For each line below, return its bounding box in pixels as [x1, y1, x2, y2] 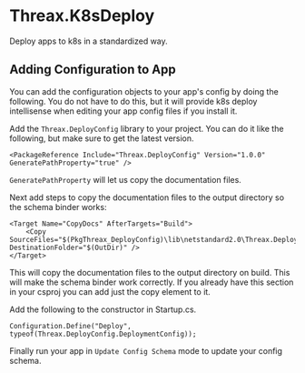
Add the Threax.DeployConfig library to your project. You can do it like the [9, 123, 284, 134]
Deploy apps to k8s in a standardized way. [9, 35, 168, 46]
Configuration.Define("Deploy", [9, 321, 132, 330]
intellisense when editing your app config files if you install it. [9, 106, 238, 116]
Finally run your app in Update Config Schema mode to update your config [9, 345, 283, 356]
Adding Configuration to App [9, 62, 176, 77]
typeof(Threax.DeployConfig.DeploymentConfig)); [9, 329, 197, 338]
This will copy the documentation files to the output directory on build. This [9, 267, 290, 277]
